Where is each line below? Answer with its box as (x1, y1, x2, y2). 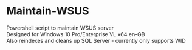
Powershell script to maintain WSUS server (6, 24, 114, 31)
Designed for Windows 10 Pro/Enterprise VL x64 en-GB (6, 30, 145, 37)
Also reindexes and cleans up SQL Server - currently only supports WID (6, 37, 187, 44)
